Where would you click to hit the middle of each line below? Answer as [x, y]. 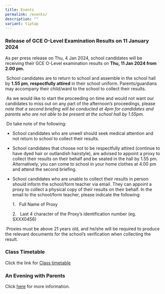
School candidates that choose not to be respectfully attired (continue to [86, 148]
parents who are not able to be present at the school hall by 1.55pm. [75, 114]
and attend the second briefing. [44, 169]
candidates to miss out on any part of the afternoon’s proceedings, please [80, 103]
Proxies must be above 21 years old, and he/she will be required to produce [83, 229]
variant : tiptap [22, 24]
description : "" [22, 19]
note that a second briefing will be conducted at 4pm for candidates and [80, 109]
